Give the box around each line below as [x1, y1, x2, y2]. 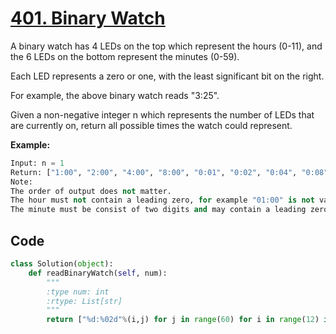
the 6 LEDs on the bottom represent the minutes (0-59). [10, 50, 240, 62]
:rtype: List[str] [46, 296, 123, 306]
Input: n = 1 [10, 158, 65, 168]
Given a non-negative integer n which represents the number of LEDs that [10, 108, 315, 121]
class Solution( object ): [10, 259, 114, 269]
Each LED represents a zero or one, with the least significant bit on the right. [10, 70, 325, 82]
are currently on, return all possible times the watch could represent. [10, 119, 293, 131]
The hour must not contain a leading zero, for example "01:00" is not [10, 195, 315, 206]
